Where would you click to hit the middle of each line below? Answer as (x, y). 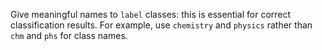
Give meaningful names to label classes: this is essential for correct (151, 14)
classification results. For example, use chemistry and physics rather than (161, 25)
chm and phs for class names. (69, 35)
